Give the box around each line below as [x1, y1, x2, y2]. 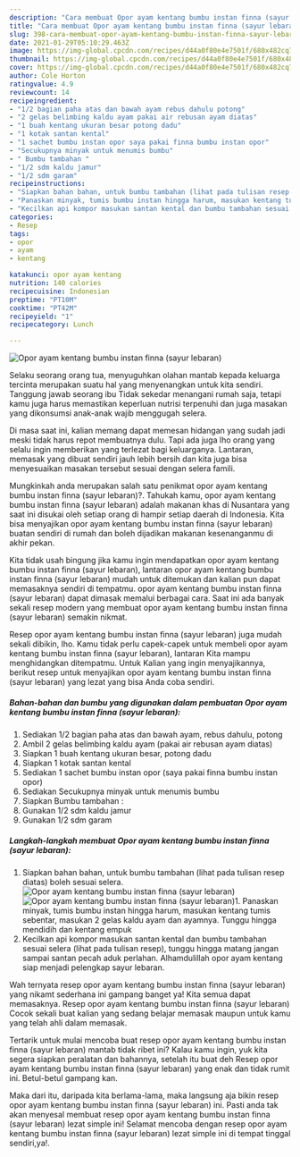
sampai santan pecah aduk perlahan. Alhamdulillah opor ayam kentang [21, 953, 283, 964]
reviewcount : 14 [9, 88, 70, 97]
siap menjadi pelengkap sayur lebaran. [21, 962, 165, 973]
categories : [9, 212, 54, 222]
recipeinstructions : [9, 180, 87, 189]
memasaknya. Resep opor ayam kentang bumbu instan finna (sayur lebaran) [9, 999, 290, 1009]
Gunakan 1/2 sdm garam [21, 815, 112, 825]
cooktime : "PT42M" [9, 303, 78, 313]
